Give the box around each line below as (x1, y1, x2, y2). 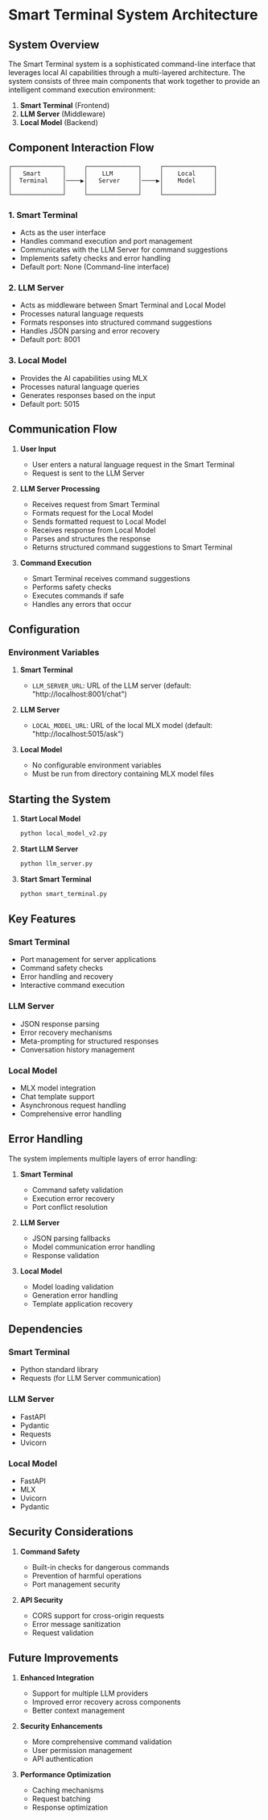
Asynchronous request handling (19, 1100, 126, 1110)
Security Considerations (8, 1525, 134, 1539)
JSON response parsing (19, 1019, 100, 1028)
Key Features (8, 912, 76, 926)
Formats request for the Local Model (31, 508, 154, 517)
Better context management (31, 1705, 125, 1715)
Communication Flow (8, 422, 118, 437)
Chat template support (19, 1091, 95, 1101)
